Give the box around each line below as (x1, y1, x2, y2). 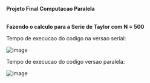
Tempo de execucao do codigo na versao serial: (6, 35, 126, 41)
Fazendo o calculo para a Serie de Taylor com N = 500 (6, 23, 145, 30)
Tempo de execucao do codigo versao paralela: (6, 58, 125, 65)
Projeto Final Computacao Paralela (6, 5, 95, 12)
